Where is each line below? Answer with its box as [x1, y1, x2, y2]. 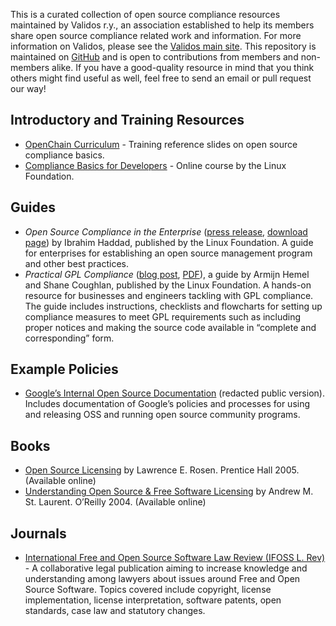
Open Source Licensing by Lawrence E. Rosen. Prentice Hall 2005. [24, 464, 300, 476]
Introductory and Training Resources [10, 112, 245, 129]
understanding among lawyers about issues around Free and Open [24, 573, 301, 585]
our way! [10, 83, 47, 94]
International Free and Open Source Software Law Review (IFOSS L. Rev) [24, 552, 326, 564]
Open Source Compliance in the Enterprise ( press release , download [24, 225, 308, 238]
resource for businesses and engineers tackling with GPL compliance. [24, 289, 314, 301]
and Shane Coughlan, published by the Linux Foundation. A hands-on [24, 279, 312, 291]
